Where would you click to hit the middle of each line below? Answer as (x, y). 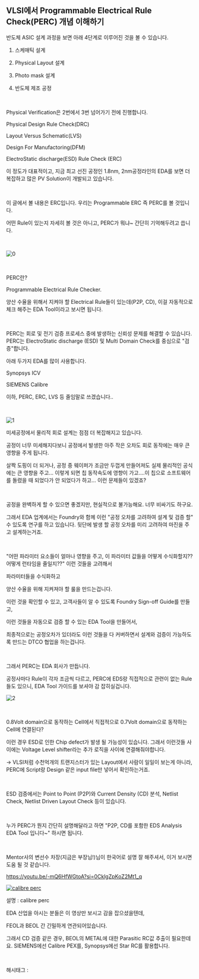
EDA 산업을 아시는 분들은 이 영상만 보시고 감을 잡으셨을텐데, (75, 913)
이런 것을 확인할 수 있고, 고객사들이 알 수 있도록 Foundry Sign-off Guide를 (93, 601)
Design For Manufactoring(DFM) (46, 147)
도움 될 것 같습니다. (28, 864)
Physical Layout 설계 (40, 63)
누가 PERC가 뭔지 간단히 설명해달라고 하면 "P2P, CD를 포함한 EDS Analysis (94, 825)
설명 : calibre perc (28, 900)
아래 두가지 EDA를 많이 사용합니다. (46, 361)
